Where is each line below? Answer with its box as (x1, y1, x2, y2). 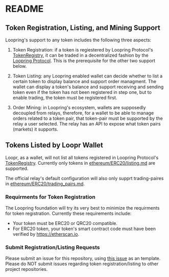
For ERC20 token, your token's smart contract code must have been (12, 225, 156, 232)
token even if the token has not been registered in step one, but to (12, 89, 152, 95)
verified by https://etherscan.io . (12, 231, 80, 237)
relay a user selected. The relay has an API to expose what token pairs (12, 121, 161, 127)
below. (12, 63, 27, 69)
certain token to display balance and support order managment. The (12, 79, 157, 84)
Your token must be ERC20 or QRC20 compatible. (12, 220, 117, 226)
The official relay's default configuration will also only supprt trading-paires (5, 175, 164, 181)
